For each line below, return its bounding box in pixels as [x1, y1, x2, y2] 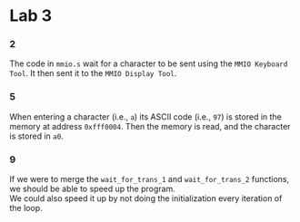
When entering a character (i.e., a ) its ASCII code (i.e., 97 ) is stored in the [9, 111, 282, 122]
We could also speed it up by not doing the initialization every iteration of [9, 193, 283, 204]
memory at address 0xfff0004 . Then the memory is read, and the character [9, 121, 291, 131]
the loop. [9, 203, 43, 214]
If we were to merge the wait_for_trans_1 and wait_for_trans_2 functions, [9, 174, 289, 185]
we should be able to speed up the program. [9, 183, 175, 195]
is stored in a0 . [9, 130, 64, 141]
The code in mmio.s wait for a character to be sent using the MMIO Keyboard [9, 58, 288, 69]
